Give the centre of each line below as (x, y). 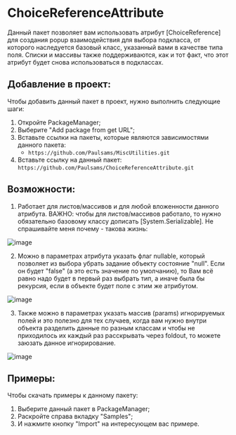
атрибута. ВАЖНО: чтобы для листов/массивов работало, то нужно (119, 214)
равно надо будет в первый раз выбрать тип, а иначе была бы (111, 278)
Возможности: (41, 189)
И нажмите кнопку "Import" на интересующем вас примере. (109, 424)
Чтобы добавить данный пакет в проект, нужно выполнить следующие (114, 101)
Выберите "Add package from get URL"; (76, 130)
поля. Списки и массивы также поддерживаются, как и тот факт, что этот (118, 55)
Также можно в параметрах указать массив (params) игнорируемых (121, 313)
